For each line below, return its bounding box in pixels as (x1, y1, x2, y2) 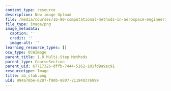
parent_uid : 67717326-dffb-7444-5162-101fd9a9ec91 (5, 64, 115, 69)
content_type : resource (5, 7, 56, 13)
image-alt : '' (10, 40, 40, 45)
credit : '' (10, 36, 33, 41)
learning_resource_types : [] (5, 45, 67, 50)
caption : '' (10, 31, 36, 36)
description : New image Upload (5, 12, 72, 17)
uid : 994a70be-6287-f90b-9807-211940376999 (5, 78, 99, 83)
